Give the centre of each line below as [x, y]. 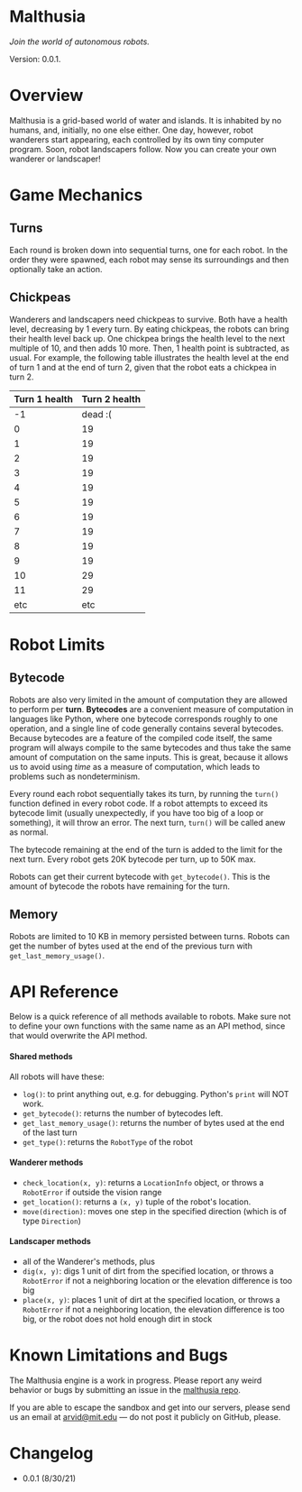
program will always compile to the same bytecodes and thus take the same [150, 747]
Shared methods [41, 1057]
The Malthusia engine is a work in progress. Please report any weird [136, 1380]
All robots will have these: [57, 1076]
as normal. [29, 832]
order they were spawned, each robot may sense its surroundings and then [149, 260]
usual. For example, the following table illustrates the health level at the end [149, 357]
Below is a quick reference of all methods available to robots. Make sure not [150, 1017]
